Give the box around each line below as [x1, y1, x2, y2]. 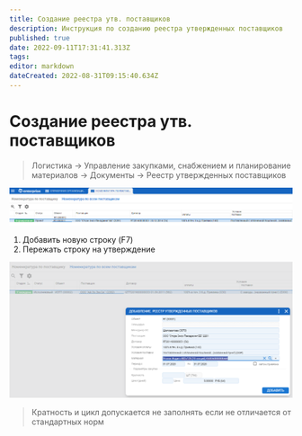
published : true [9, 33, 70, 42]
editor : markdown [9, 62, 75, 71]
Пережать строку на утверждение [22, 244, 155, 255]
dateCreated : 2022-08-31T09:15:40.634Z [9, 72, 159, 81]
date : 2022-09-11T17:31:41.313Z [9, 43, 130, 52]
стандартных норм [31, 416, 105, 427]
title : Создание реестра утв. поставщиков [9, 14, 171, 23]
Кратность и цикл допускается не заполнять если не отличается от [31, 406, 292, 417]
